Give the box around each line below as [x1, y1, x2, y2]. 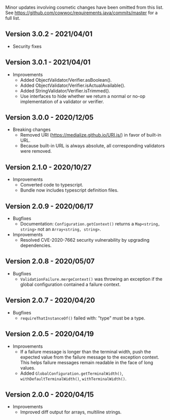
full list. [5, 15, 20, 21]
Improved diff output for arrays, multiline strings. [20, 409, 122, 415]
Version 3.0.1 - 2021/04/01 [5, 58, 91, 67]
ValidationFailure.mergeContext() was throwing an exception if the [20, 276, 163, 282]
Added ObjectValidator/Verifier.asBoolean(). [20, 77, 112, 83]
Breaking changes [12, 126, 51, 133]
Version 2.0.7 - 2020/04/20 [5, 296, 95, 305]
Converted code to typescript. [20, 182, 84, 188]
